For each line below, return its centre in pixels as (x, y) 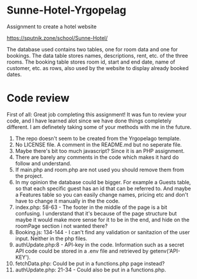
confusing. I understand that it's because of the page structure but (96, 213)
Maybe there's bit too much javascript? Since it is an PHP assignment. (100, 151)
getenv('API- (165, 251)
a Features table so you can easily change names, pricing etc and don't (102, 194)
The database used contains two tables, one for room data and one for (92, 49)
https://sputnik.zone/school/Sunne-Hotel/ (57, 38)
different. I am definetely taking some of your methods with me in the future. (99, 127)
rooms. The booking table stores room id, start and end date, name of (91, 62)
